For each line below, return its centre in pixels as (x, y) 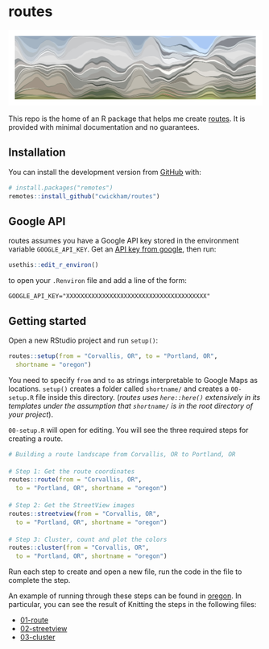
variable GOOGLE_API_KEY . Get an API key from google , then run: (112, 249)
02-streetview (43, 629)
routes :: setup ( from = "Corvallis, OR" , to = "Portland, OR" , (113, 356)
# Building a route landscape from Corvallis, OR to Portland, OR (122, 454)
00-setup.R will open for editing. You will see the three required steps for (128, 430)
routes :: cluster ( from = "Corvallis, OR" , (79, 548)
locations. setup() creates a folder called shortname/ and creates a (119, 389)
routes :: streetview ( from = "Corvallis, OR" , (84, 514)
